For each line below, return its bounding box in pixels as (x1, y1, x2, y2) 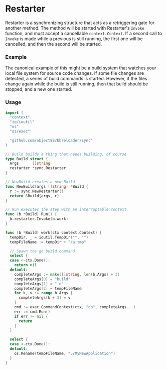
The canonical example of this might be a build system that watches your (5, 65, 156, 71)
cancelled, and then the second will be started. (5, 41, 102, 47)
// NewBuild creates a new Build (5, 179, 75, 185)
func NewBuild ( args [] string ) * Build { (5, 184, 89, 189)
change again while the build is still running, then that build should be (5, 81, 148, 87)
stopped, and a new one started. (5, 86, 73, 92)
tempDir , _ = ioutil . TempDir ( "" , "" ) (10, 234, 89, 240)
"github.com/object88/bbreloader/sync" (10, 138, 93, 143)
